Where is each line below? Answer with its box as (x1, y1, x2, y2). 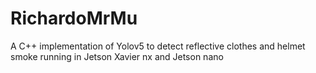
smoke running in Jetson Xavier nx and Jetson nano (10, 50, 224, 62)
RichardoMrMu (10, 7, 138, 30)
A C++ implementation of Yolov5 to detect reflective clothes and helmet (10, 40, 306, 52)
